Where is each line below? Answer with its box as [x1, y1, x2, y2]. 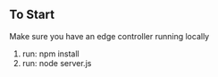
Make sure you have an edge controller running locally [9, 30, 210, 41]
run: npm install [21, 48, 80, 59]
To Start [9, 7, 55, 22]
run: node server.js [21, 57, 92, 68]
